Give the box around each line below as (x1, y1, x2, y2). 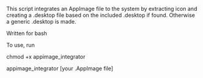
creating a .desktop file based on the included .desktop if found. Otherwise (6, 11, 196, 19)
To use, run (6, 42, 35, 48)
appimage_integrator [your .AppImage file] (6, 65, 114, 72)
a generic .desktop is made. (6, 18, 76, 25)
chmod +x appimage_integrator (6, 53, 86, 60)
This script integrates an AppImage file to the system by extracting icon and (6, 5, 197, 12)
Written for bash (6, 30, 48, 37)
